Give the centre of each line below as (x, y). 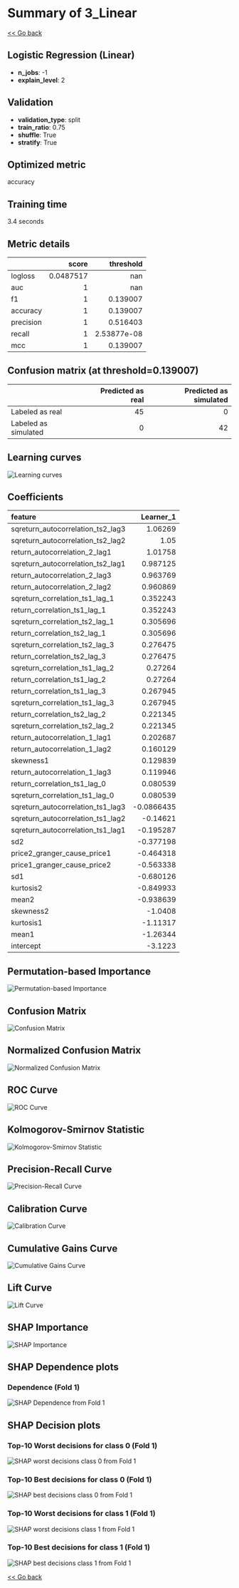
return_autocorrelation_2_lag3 (61, 575)
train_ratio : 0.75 (41, 127)
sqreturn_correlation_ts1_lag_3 (63, 703)
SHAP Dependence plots (63, 1367)
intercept (26, 946)
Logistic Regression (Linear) (71, 55)
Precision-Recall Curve (60, 1169)
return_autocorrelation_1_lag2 (61, 749)
